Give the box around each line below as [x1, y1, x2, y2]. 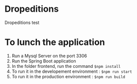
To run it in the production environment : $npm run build [11, 73, 126, 79]
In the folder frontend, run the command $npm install [11, 63, 121, 69]
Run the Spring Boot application [11, 58, 77, 64]
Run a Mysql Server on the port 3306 [11, 53, 87, 59]
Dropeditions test [4, 20, 40, 25]
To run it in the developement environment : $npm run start [11, 68, 132, 74]
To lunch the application [4, 37, 105, 48]
